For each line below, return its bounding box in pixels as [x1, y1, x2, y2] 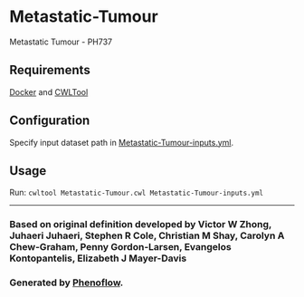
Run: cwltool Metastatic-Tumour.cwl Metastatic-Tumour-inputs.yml [9, 187, 264, 198]
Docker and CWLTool [9, 86, 89, 97]
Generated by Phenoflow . [9, 276, 124, 289]
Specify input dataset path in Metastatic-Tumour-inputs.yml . [9, 137, 234, 148]
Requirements [9, 62, 90, 78]
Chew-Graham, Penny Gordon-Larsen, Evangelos [9, 241, 233, 254]
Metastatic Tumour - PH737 [9, 36, 113, 47]
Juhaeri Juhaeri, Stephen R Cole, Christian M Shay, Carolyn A [9, 229, 285, 242]
